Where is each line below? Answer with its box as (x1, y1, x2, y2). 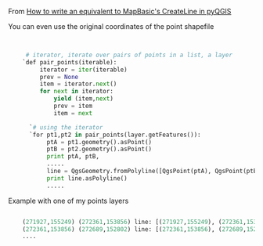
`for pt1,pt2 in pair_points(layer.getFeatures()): (28, 131, 201, 139)
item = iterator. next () (39, 80, 117, 89)
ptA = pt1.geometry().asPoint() (46, 138, 153, 146)
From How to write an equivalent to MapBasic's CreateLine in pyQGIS (8, 7, 232, 16)
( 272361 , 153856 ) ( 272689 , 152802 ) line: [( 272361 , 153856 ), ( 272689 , (22, 225, 247, 233)
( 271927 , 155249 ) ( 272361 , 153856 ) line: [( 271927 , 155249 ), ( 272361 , (22, 218, 247, 226)
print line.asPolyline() (46, 174, 128, 183)
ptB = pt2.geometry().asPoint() (46, 145, 153, 154)
